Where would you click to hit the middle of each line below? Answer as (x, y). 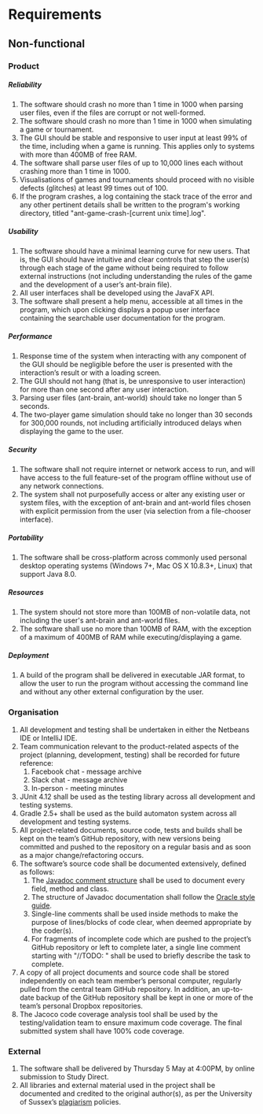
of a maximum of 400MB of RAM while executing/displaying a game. (130, 637)
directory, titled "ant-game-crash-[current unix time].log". (113, 214)
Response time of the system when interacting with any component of (133, 356)
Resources (26, 592)
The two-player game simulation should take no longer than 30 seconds (136, 414)
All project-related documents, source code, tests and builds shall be (131, 830)
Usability (24, 232)
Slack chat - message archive (79, 780)
